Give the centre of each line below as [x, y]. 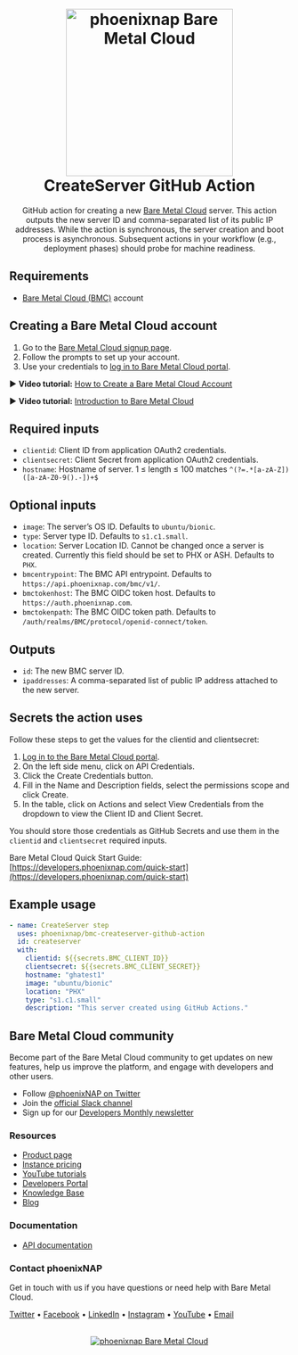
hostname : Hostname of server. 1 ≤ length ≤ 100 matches [125, 469]
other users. [32, 1077]
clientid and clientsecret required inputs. [88, 840]
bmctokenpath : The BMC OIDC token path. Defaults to [119, 612]
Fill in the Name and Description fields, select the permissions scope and [156, 785]
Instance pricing [52, 1165]
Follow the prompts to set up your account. [101, 357]
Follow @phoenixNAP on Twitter [81, 1094]
